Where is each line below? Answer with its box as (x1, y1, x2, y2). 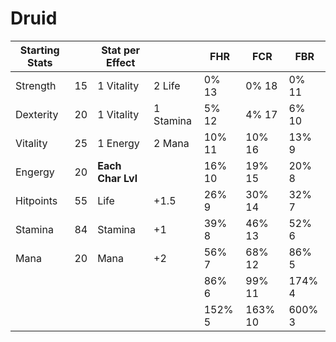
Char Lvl (97, 171, 138, 185)
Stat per (101, 43, 141, 57)
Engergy (15, 165, 55, 179)
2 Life (153, 78, 181, 92)
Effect (106, 55, 136, 69)
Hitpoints (15, 193, 58, 207)
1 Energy (97, 136, 140, 150)
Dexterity (15, 107, 59, 121)
